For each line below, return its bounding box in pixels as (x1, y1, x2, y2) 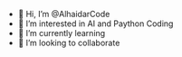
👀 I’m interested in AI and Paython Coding (17, 18, 174, 29)
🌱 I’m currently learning (17, 28, 106, 38)
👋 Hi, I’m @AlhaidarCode (17, 9, 110, 19)
